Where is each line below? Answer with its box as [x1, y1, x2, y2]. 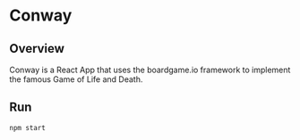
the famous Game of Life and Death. [9, 74, 143, 85]
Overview [9, 41, 65, 56]
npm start [9, 123, 47, 132]
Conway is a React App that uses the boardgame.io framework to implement [9, 64, 291, 75]
